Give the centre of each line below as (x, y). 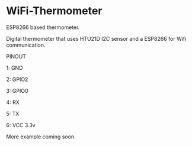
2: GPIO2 (17, 79)
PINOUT (16, 56)
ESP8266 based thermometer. (43, 27)
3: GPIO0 (17, 90)
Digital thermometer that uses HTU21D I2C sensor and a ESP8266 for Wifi (96, 38)
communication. (26, 45)
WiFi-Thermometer (54, 11)
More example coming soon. (41, 137)
